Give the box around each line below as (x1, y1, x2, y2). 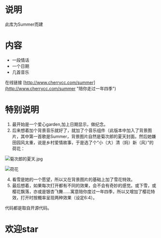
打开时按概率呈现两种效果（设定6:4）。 (20, 194, 98, 200)
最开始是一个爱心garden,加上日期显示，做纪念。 (12, 121, 108, 127)
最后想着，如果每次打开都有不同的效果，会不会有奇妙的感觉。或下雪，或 (12, 182, 156, 188)
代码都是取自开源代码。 (5, 205, 52, 211)
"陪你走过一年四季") (76, 85, 117, 91)
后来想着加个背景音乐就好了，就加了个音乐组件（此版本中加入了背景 (12, 127, 148, 133)
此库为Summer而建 (5, 21, 44, 27)
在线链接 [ (5, 79, 25, 85)
